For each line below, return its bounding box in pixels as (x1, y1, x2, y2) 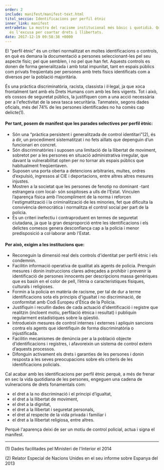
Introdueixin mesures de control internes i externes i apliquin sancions (12, 320, 154, 326)
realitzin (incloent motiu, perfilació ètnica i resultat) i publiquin (12, 309, 137, 316)
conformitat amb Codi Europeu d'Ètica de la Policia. (12, 299, 116, 305)
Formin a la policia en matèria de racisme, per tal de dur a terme (12, 289, 141, 295)
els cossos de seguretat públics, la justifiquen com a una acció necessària (5, 94, 155, 99)
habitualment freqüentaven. (12, 163, 68, 169)
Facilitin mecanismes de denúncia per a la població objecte (12, 336, 132, 342)
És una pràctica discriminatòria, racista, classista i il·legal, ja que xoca (5, 83, 145, 89)
